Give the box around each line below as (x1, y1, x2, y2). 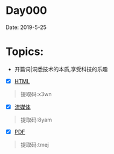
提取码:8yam (20, 116, 52, 123)
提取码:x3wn (20, 90, 52, 97)
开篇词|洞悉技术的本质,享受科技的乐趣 (14, 65, 108, 72)
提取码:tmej (20, 141, 49, 149)
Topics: (5, 45, 44, 59)
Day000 (5, 4, 48, 18)
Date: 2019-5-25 (5, 24, 46, 31)
